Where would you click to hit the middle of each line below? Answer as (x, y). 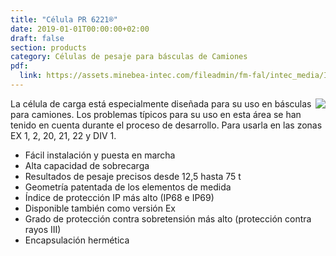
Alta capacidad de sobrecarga (87, 165)
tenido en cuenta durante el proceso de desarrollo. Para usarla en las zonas (166, 125)
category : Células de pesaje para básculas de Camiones (129, 57)
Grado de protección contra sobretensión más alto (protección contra (168, 218)
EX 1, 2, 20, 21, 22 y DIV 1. (63, 135)
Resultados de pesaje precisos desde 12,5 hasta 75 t (133, 176)
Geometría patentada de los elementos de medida (128, 187)
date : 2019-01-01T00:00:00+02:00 (80, 29)
